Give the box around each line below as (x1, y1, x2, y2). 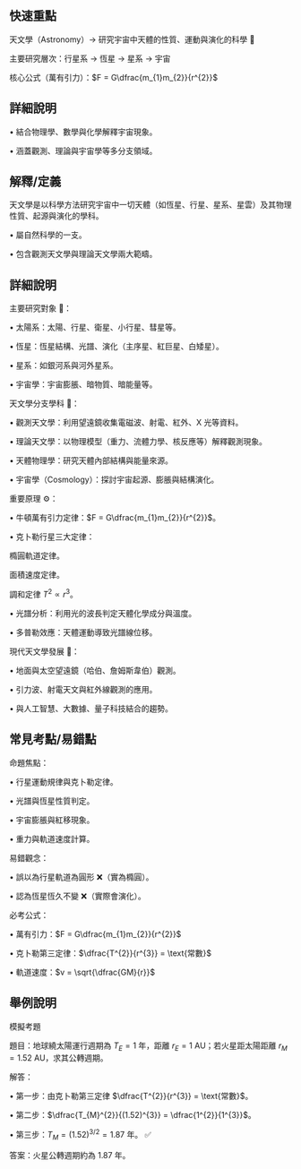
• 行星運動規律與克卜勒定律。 (9, 776, 118, 786)
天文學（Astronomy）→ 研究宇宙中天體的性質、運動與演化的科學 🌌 (9, 34, 255, 45)
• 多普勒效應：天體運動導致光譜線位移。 (9, 626, 158, 638)
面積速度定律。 (9, 570, 64, 580)
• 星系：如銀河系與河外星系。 (9, 360, 118, 371)
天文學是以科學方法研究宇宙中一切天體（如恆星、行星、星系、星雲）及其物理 (9, 200, 292, 211)
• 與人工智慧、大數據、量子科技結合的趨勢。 (9, 702, 173, 714)
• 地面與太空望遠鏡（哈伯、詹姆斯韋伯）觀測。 (9, 665, 181, 675)
